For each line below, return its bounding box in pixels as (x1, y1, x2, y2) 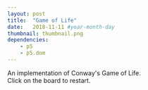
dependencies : (7, 37, 49, 44)
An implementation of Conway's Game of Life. (7, 68, 141, 77)
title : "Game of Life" (7, 17, 78, 24)
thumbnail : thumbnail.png (7, 30, 83, 37)
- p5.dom (20, 50, 46, 57)
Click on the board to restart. (7, 76, 91, 84)
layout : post (7, 10, 46, 18)
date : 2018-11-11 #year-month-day (7, 23, 115, 30)
